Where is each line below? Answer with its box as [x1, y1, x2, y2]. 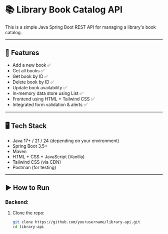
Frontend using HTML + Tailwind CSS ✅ [12, 96, 95, 102]
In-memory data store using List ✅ [12, 90, 83, 96]
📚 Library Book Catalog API [5, 4, 123, 16]
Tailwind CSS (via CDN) [12, 159, 61, 165]
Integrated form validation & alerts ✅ [12, 101, 88, 107]
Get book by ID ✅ [12, 73, 48, 79]
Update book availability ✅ [12, 84, 67, 90]
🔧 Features [5, 49, 39, 57]
